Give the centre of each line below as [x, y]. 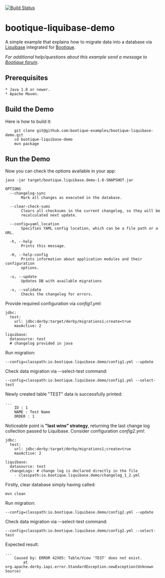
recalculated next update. [49, 216]
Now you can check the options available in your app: [61, 171]
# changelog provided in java [41, 343]
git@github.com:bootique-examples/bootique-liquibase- [95, 130]
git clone [25, 130]
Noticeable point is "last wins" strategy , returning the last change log [77, 426]
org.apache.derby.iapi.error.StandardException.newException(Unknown [79, 567]
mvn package [27, 144]
